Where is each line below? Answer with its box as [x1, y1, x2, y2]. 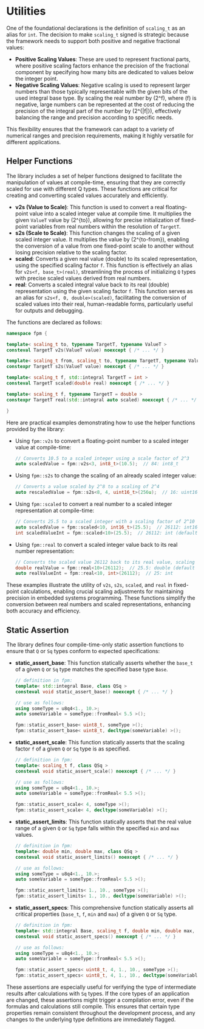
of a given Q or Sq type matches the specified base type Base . [15, 666, 168, 673]
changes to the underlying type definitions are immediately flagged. [6, 1016, 176, 1023]
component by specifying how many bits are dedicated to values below [15, 68, 194, 75]
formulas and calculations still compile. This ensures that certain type [6, 1003, 180, 1010]
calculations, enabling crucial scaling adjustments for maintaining [20, 588, 184, 595]
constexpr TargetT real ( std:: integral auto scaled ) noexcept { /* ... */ [6, 397, 197, 403]
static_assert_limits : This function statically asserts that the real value [15, 818, 192, 825]
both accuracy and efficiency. [6, 607, 81, 615]
